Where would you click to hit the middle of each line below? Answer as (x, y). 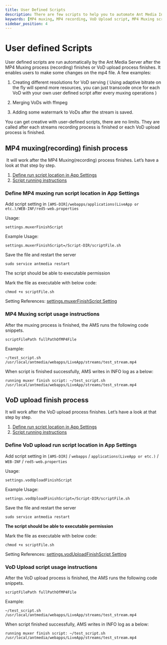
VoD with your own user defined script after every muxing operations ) (84, 93)
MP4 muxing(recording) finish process (67, 148)
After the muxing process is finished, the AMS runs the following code (77, 325)
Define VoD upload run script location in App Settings (71, 445)
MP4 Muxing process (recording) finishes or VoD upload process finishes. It (83, 67)
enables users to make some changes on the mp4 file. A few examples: (78, 73)
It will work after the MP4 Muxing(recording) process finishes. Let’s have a (83, 160)
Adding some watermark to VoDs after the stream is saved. (73, 112)
